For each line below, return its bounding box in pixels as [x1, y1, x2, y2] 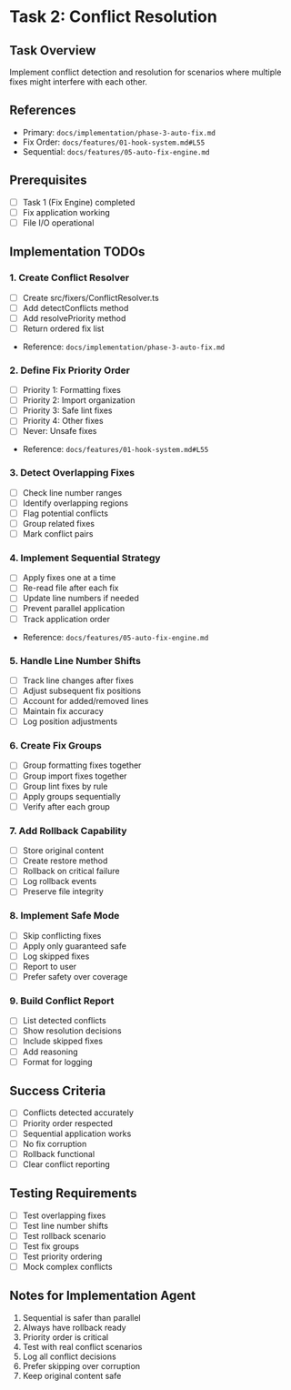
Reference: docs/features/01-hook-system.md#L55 [22, 444, 209, 455]
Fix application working [22, 206, 111, 217]
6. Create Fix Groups [9, 740, 102, 752]
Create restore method [22, 855, 108, 866]
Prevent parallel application [22, 603, 125, 614]
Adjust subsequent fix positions [22, 685, 142, 696]
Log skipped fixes [22, 951, 90, 962]
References [9, 103, 76, 118]
